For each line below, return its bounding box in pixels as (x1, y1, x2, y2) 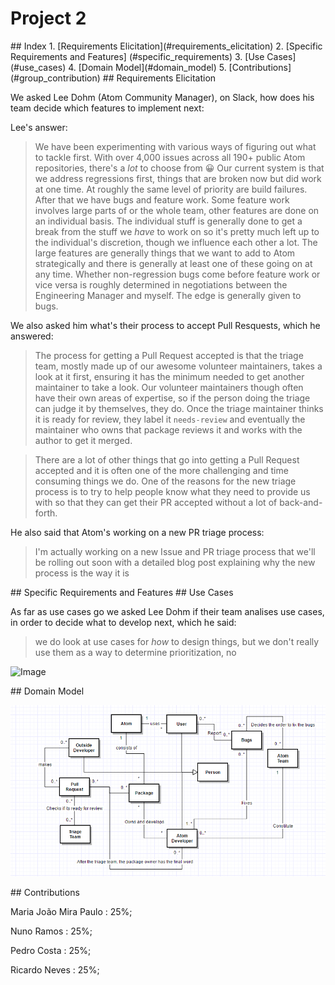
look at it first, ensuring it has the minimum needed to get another (34, 370, 305, 382)
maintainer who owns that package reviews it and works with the (34, 423, 303, 436)
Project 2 (10, 7, 87, 30)
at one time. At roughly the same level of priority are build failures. (34, 183, 308, 195)
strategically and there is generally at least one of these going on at (34, 257, 313, 269)
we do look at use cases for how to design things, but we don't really (34, 635, 320, 647)
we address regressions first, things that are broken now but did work (34, 172, 322, 184)
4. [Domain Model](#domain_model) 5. (68, 61, 227, 73)
